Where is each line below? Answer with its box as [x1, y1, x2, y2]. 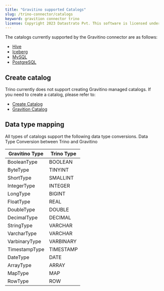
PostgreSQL [12, 59, 37, 65]
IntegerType [7, 182, 35, 189]
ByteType [7, 166, 29, 173]
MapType [7, 269, 29, 276]
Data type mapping [5, 120, 64, 129]
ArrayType [7, 262, 32, 269]
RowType [7, 277, 29, 284]
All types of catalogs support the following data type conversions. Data [5, 133, 148, 139]
